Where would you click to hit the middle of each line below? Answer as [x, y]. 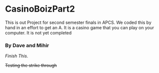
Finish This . [17, 56]
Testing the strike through [31, 65]
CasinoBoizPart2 [40, 9]
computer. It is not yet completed [38, 33]
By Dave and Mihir [27, 45]
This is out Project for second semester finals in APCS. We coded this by [78, 22]
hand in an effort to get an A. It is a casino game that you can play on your [79, 27]
